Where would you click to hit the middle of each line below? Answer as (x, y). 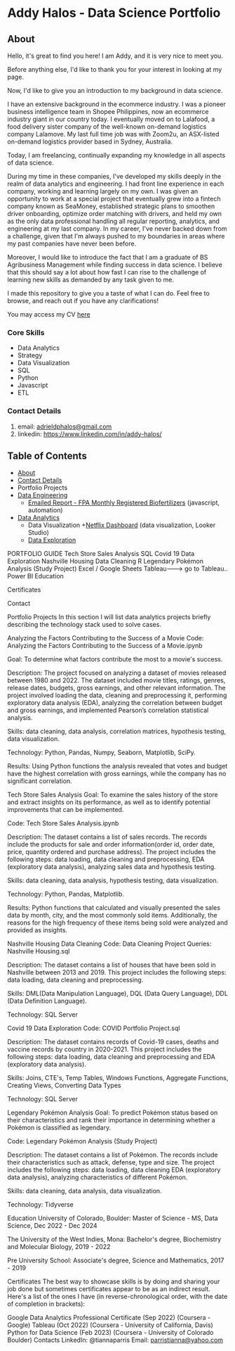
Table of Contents (47, 456)
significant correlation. (40, 781)
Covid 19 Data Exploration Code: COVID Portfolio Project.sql (94, 1028)
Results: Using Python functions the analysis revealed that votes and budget (117, 766)
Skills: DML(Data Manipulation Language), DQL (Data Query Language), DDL (117, 994)
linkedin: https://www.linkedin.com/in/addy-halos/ (89, 433)
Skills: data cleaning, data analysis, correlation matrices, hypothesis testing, (117, 731)
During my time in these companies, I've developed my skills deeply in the (114, 176)
